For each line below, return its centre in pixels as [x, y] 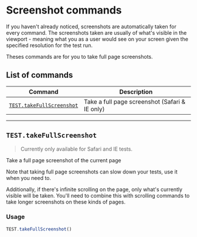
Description [136, 92]
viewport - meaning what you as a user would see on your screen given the [97, 39]
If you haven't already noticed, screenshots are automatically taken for [91, 26]
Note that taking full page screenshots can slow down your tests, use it [92, 172]
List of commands [40, 75]
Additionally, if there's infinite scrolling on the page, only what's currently [94, 189]
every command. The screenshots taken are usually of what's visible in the [96, 32]
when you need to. [29, 178]
